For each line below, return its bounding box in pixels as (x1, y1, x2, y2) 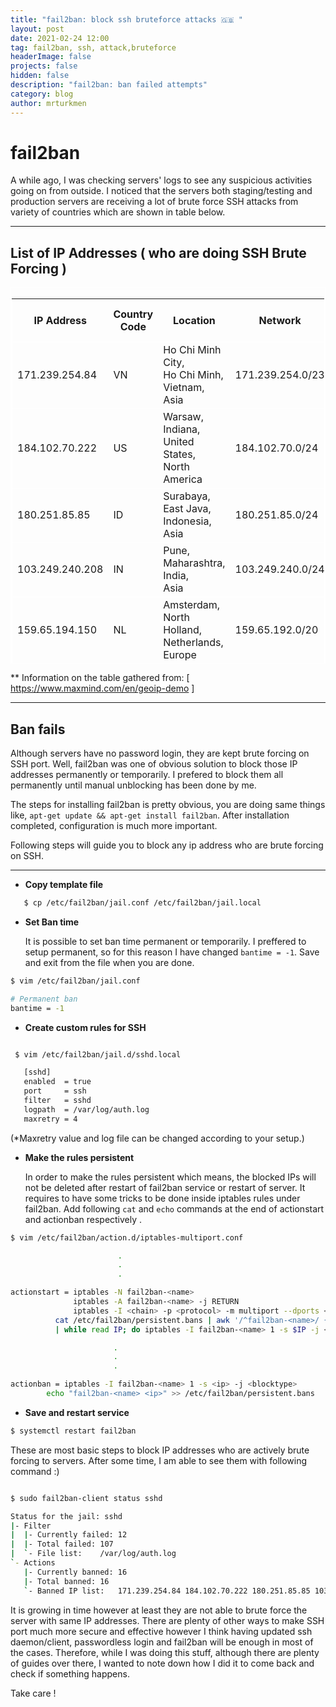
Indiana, (163, 422, 201, 436)
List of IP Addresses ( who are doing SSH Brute (10, 244, 307, 261)
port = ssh (23, 1086, 87, 1096)
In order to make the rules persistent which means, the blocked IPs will (24, 1171, 317, 1183)
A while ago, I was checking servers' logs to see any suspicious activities (10, 174, 313, 186)
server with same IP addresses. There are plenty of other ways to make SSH (10, 1614, 325, 1626)
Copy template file (24, 879, 104, 891)
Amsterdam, (163, 598, 220, 612)
